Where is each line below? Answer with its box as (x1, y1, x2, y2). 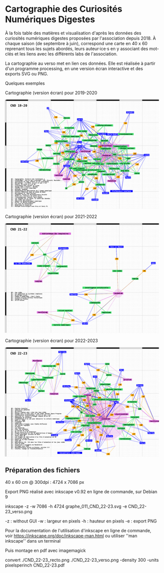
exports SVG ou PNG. (5, 71, 48, 76)
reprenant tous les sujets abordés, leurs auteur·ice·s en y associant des (5, 46, 148, 51)
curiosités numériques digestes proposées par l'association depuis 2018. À (5, 35, 156, 41)
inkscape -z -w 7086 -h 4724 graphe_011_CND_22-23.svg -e (5, 503, 127, 509)
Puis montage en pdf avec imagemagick (5, 548, 86, 553)
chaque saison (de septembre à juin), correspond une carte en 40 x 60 (5, 40, 148, 46)
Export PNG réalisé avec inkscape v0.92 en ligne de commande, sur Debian (5, 489, 158, 495)
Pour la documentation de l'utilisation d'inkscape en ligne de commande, (5, 527, 151, 533)
